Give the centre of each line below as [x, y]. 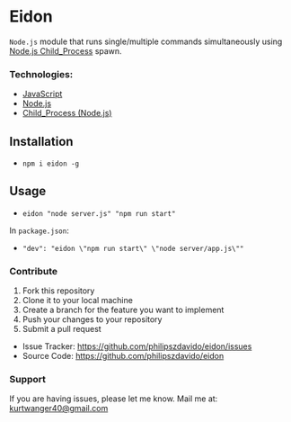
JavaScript [42, 94]
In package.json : [39, 230]
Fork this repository [58, 291]
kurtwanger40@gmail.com [59, 409]
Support [28, 380]
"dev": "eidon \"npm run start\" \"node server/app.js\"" [133, 248]
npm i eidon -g [51, 164]
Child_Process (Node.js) [67, 113]
